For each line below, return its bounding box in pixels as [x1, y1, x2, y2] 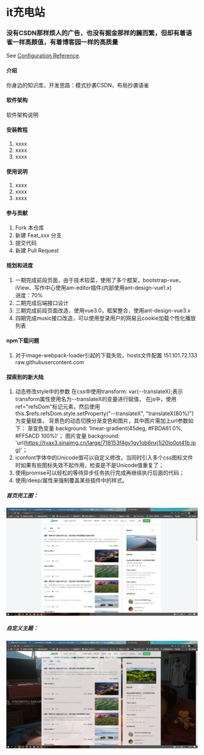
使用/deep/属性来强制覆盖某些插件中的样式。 [15, 477, 128, 484]
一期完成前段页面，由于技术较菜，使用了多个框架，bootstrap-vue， [15, 276, 185, 283]
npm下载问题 [6, 337, 39, 344]
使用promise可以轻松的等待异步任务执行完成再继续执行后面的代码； [15, 469, 185, 477]
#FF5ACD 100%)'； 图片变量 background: [15, 432, 120, 440]
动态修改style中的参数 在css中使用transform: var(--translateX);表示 [15, 388, 183, 395]
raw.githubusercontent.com [15, 358, 84, 365]
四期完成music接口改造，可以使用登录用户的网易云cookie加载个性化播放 [15, 314, 196, 322]
